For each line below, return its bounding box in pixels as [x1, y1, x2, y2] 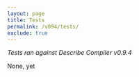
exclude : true [7, 29, 49, 37]
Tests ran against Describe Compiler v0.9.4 [7, 49, 132, 57]
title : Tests [7, 17, 45, 24]
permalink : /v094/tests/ [7, 23, 79, 30]
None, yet [7, 62, 35, 70]
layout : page [7, 10, 45, 17]
